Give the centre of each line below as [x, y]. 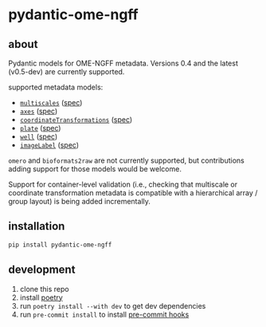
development [42, 270]
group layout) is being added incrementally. [80, 201]
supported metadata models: [56, 87]
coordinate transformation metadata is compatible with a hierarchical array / [133, 193]
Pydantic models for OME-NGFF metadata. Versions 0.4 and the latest [123, 63]
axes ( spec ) [39, 111]
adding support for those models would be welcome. [95, 169]
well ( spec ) [39, 136]
